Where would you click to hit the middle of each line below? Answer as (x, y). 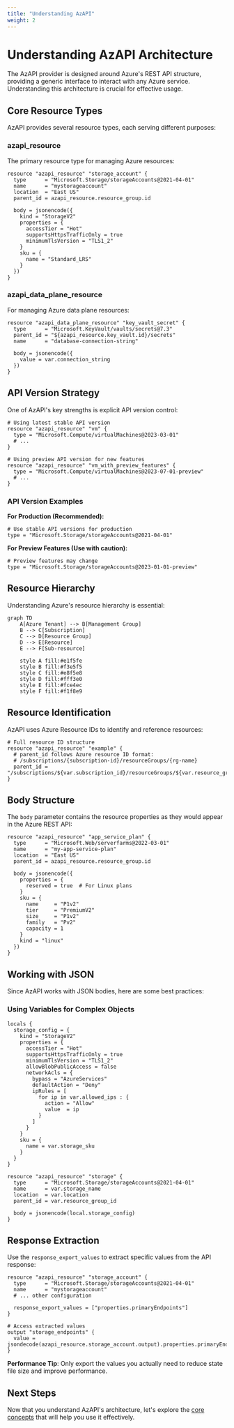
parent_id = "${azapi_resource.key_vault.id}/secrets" (95, 335)
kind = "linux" (42, 941)
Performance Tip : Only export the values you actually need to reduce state (115, 1364)
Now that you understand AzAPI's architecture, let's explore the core (106, 1410)
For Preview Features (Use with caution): (67, 548)
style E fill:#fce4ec (51, 685)
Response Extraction (53, 1240)
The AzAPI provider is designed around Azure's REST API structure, (104, 74)
